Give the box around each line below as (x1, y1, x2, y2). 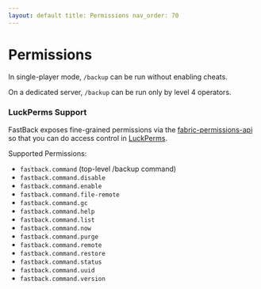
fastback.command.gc (19, 199, 88, 207)
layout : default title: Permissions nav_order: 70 (8, 11, 179, 20)
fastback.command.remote (19, 241, 102, 249)
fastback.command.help (19, 207, 95, 215)
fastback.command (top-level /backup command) (19, 164, 177, 173)
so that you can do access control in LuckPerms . (8, 133, 168, 143)
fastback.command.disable (19, 173, 106, 182)
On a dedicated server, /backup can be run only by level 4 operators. (8, 87, 232, 97)
